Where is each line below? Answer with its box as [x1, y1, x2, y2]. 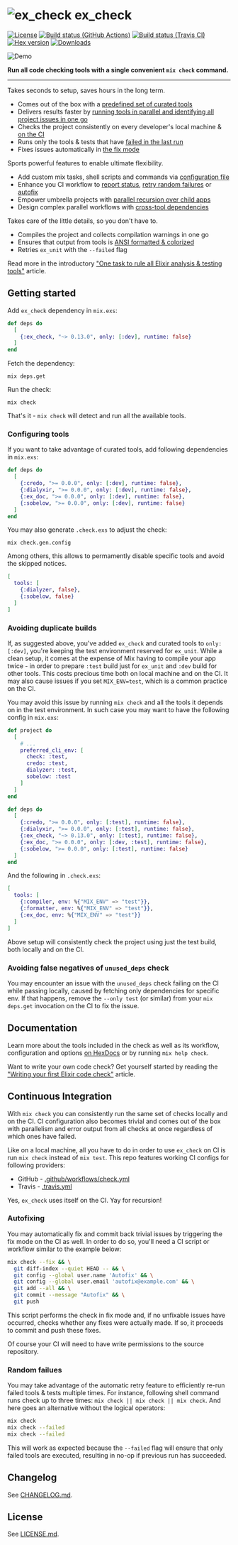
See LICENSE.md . [7, 1530, 59, 1539]
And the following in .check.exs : [7, 871, 101, 880]
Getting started [7, 288, 76, 300]
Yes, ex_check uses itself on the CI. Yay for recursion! [7, 1196, 162, 1204]
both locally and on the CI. [7, 945, 84, 954]
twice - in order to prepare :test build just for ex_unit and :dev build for [7, 661, 217, 670]
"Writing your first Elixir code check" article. [7, 1069, 136, 1079]
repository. [7, 1347, 39, 1355]
